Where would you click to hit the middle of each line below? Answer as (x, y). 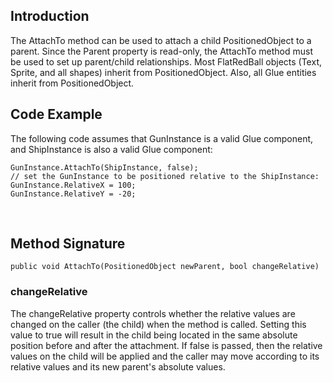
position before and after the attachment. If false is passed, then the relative (166, 345)
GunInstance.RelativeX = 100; (73, 185)
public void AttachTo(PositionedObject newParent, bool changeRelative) (165, 267)
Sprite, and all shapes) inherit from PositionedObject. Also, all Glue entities (163, 72)
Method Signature (68, 244)
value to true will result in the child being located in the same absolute (154, 335)
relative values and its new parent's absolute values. (118, 366)
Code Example (56, 114)
